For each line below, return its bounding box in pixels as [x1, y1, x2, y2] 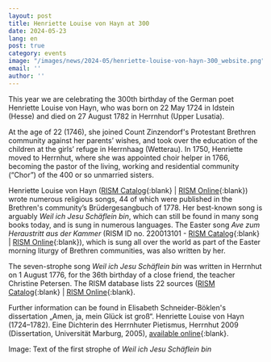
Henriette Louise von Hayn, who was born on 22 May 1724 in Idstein [8, 103, 236, 112]
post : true [8, 42, 45, 50]
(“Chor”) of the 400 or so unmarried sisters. [8, 170, 155, 179]
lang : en [8, 34, 38, 43]
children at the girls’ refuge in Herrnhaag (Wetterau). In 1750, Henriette [8, 144, 244, 154]
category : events [8, 49, 67, 57]
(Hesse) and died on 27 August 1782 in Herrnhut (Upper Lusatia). [8, 111, 225, 121]
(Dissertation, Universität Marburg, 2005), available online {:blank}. [8, 328, 229, 338]
